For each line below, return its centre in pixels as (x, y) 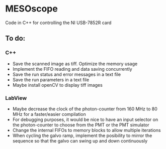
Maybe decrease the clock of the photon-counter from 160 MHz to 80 (85, 109)
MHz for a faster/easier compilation (49, 114)
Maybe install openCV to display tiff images (58, 85)
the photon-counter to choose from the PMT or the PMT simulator (81, 125)
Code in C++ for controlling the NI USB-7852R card (58, 23)
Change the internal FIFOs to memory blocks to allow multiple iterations (87, 130)
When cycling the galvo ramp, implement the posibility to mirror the (82, 135)
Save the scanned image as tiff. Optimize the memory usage (75, 64)
